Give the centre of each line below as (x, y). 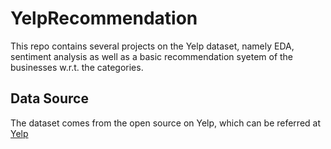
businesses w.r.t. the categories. (77, 67)
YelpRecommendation (104, 18)
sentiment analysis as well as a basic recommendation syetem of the (152, 56)
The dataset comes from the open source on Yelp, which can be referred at (166, 123)
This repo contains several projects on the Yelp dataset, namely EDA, (152, 46)
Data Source (49, 98)
